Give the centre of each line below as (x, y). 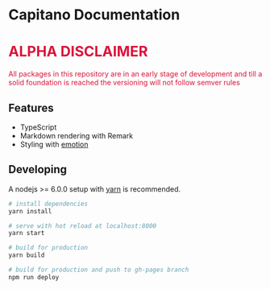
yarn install (30, 211)
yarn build (27, 255)
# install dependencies (48, 204)
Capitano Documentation (94, 15)
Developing (37, 169)
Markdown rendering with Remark (77, 135)
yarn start (27, 233)
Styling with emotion (54, 144)
